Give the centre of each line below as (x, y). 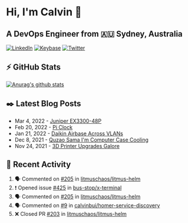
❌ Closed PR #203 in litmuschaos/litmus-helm (70, 214)
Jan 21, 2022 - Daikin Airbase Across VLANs (69, 133)
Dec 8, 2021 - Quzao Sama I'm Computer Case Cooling (81, 140)
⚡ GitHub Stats (33, 67)
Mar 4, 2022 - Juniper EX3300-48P (58, 121)
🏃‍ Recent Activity (39, 165)
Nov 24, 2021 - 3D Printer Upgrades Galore (67, 146)
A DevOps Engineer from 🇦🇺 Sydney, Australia (94, 34)
